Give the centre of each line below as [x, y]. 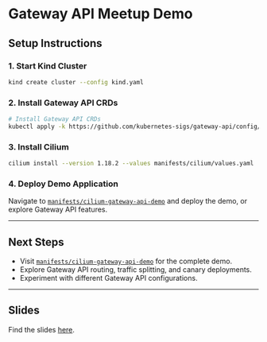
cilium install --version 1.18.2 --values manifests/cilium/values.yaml [131, 164]
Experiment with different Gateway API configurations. [108, 278]
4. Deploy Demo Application [64, 184]
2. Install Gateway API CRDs [63, 103]
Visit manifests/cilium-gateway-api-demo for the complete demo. [126, 261]
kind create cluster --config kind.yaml [76, 82]
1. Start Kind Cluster [48, 66]
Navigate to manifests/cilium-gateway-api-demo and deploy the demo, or [128, 201]
